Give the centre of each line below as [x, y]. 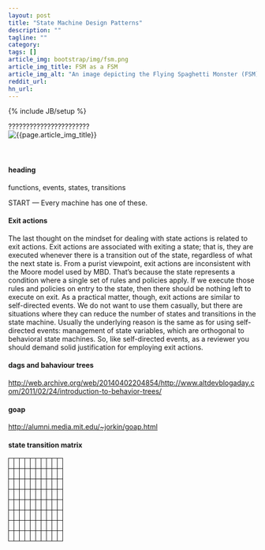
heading [22, 170]
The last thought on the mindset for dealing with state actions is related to [128, 238]
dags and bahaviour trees [51, 365]
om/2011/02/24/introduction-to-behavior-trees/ [85, 391]
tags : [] [22, 52]
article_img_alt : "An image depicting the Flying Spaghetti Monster [123, 74]
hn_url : [21, 89]
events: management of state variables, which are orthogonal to [140, 330]
